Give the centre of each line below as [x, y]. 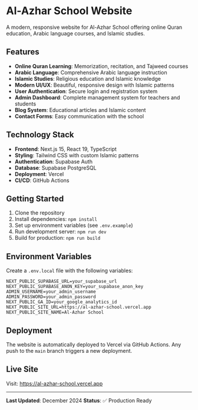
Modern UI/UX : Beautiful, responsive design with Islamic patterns [95, 85]
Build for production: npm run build [57, 238]
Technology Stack [40, 135]
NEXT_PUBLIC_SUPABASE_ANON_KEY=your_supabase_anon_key [75, 287]
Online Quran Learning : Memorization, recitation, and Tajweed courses [101, 66]
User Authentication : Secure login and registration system [86, 91]
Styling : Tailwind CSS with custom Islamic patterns [77, 155]
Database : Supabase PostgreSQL [55, 168]
